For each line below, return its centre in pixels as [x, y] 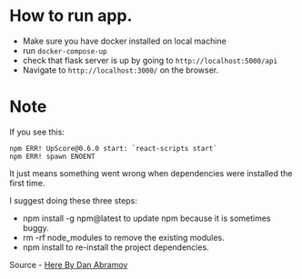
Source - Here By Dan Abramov [69, 264]
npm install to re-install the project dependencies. [116, 247]
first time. [27, 183]
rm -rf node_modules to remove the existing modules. [123, 237]
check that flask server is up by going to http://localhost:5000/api [150, 60]
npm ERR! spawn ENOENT [52, 156]
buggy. [36, 227]
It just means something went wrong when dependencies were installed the [151, 173]
